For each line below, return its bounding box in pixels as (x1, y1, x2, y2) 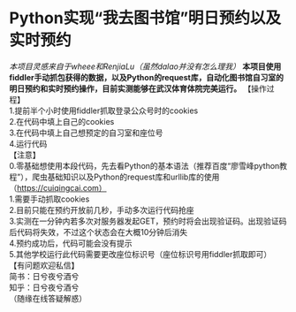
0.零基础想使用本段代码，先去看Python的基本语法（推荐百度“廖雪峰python (9, 160, 280, 171)
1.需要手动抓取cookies (9, 194, 90, 204)
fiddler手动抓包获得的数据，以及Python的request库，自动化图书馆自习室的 (9, 72, 285, 82)
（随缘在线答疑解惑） (9, 293, 87, 303)
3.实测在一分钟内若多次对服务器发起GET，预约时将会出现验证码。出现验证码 (9, 216, 287, 226)
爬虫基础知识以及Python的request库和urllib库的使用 (32, 171, 220, 182)
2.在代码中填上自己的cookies (9, 116, 115, 126)
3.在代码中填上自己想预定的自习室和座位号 (9, 127, 163, 138)
